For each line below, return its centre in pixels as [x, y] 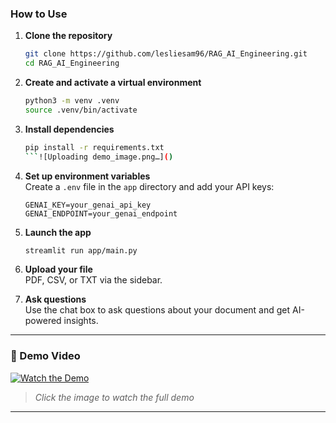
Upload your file [58, 269]
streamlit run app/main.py [81, 250]
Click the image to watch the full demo [114, 397]
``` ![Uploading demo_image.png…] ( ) [99, 157]
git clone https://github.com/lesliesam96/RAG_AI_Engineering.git [166, 54]
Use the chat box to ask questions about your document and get [157, 310]
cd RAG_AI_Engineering [72, 63]
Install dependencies [69, 129]
